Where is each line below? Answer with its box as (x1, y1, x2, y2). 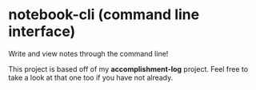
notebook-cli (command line (8, 6, 200, 24)
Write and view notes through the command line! (8, 49, 169, 58)
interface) (8, 22, 76, 41)
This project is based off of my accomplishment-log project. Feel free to (8, 64, 249, 73)
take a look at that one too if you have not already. (8, 72, 174, 82)
